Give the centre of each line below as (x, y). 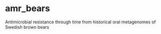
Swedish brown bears (27, 27)
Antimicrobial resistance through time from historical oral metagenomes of (80, 22)
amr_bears (28, 8)
